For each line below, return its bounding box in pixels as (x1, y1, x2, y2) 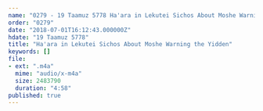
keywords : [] (8, 48, 51, 55)
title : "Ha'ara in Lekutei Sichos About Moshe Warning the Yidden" (8, 41, 233, 48)
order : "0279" (8, 19, 55, 27)
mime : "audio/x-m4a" (15, 70, 82, 77)
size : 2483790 (15, 77, 61, 84)
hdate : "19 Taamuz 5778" (8, 33, 89, 41)
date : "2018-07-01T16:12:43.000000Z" (8, 26, 131, 34)
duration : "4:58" (15, 84, 72, 92)
